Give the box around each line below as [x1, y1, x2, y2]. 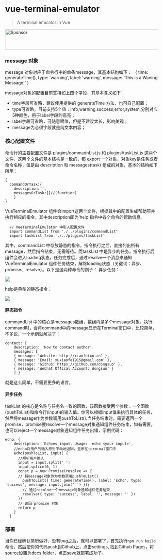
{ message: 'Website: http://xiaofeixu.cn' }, [14, 353, 110, 358]
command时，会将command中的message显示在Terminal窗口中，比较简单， [5, 325, 157, 330]
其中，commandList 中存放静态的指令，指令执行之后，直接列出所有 [5, 242, 140, 248]
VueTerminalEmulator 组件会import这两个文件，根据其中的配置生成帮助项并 [5, 208, 155, 214]
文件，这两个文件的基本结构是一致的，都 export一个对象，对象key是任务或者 [5, 156, 158, 162]
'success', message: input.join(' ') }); [5, 482, 90, 487]
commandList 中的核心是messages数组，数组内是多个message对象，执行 [5, 319, 153, 325]
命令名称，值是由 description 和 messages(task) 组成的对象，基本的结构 [5, 162, 149, 168]
